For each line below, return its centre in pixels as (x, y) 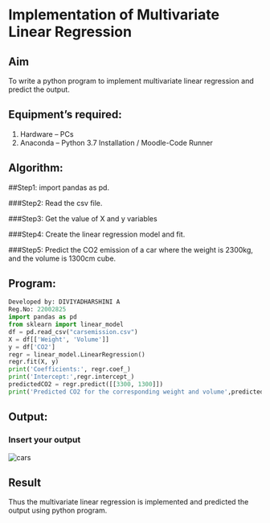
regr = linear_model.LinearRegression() (77, 354)
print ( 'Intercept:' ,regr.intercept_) (72, 377)
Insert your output (45, 440)
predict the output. (39, 89)
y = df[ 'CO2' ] (32, 347)
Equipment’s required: (65, 115)
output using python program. (58, 511)
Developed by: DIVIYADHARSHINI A (64, 302)
